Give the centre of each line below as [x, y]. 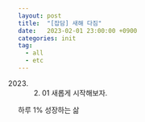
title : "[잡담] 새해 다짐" [60, 23]
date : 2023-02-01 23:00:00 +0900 [78, 31]
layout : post [40, 16]
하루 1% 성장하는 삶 [49, 110]
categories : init [47, 38]
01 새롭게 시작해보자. [75, 92]
